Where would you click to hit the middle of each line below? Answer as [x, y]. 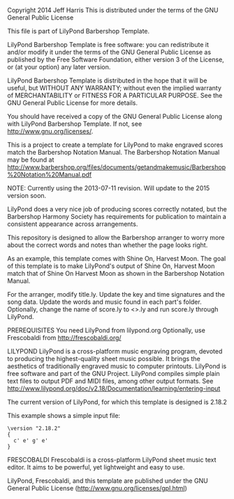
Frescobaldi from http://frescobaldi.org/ [64, 338]
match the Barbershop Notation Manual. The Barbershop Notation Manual [114, 152]
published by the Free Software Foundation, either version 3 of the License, [116, 59]
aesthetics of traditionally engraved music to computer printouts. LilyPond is [117, 366]
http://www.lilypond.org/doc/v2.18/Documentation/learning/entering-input [114, 388]
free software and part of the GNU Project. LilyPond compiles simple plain [114, 373]
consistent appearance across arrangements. [73, 224]
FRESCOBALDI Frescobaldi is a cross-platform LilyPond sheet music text [112, 460]
